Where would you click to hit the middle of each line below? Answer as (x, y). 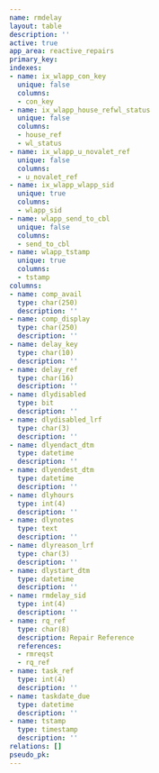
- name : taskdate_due (50, 696)
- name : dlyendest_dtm (52, 470)
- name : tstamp (38, 722)
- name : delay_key (44, 344)
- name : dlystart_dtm (50, 570)
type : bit (35, 403)
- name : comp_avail (46, 294)
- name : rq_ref (38, 621)
